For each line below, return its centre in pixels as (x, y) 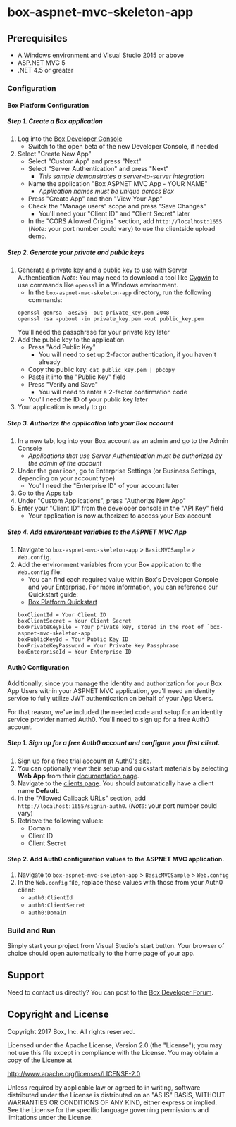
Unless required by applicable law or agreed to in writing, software (104, 1087)
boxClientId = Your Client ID (62, 615)
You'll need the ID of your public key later (88, 399)
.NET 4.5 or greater (45, 70)
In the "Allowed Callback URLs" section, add (82, 798)
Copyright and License (58, 1015)
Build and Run (32, 930)
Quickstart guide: (53, 594)
